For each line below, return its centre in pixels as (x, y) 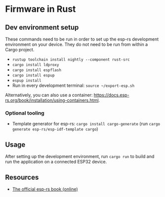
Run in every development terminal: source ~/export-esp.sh (73, 85)
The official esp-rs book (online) (45, 189)
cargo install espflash (37, 70)
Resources (22, 177)
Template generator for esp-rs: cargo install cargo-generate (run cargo (86, 124)
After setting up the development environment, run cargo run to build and (80, 157)
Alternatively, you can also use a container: (49, 95)
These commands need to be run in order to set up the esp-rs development (82, 39)
